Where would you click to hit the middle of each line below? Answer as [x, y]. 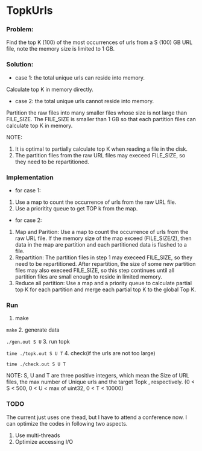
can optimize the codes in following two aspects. [67, 423]
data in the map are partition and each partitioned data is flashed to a [101, 245]
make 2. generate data [33, 330]
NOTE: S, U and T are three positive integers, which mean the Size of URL [98, 376]
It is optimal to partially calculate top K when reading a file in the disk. [101, 149]
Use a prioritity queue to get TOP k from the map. [76, 209]
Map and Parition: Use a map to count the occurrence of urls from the [102, 232]
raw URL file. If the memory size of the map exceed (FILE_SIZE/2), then [103, 238]
